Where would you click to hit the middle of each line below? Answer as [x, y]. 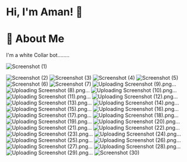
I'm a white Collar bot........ [38, 55]
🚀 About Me [35, 39]
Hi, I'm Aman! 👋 [44, 12]
